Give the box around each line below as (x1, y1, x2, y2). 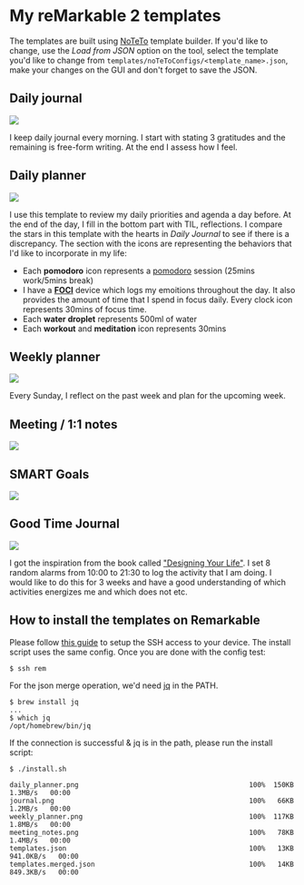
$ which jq (9, 713, 51, 723)
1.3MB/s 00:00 (9, 788, 71, 797)
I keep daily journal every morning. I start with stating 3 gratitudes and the (9, 132, 286, 143)
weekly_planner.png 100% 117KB (9, 811, 295, 821)
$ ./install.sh (9, 764, 67, 773)
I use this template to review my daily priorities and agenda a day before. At (9, 209, 292, 220)
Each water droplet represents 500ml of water (22, 313, 198, 324)
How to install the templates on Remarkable (9, 613, 260, 628)
